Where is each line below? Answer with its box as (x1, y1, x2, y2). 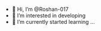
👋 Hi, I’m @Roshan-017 (11, 6, 69, 13)
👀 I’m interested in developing (11, 12, 86, 19)
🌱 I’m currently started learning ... (11, 18, 95, 25)
